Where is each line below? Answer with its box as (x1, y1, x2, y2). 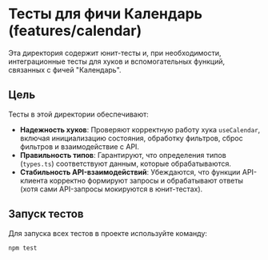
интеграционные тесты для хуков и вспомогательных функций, (8, 57, 226, 66)
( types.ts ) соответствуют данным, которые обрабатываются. (19, 159, 232, 168)
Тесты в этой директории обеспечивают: (8, 109, 150, 119)
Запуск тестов (8, 207, 84, 221)
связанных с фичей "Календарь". (8, 65, 122, 74)
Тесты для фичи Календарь (8, 5, 202, 23)
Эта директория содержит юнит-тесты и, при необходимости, (8, 48, 222, 57)
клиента (19, 175, 48, 185)
